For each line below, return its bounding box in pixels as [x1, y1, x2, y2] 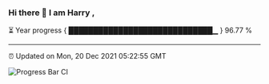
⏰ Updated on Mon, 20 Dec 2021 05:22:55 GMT [8, 52, 167, 61]
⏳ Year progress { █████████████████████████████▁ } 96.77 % [8, 25, 253, 35]
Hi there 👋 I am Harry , [8, 7, 95, 18]
